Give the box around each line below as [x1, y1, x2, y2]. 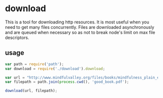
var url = [5, 75, 25, 80]
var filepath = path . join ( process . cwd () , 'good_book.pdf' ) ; [5, 79, 130, 84]
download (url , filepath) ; [5, 88, 57, 93]
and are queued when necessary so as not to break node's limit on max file [5, 29, 155, 35]
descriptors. [5, 35, 30, 40]
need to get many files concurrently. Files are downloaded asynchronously [5, 24, 154, 30]
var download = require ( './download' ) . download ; [5, 66, 105, 71]
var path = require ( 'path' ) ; [5, 61, 64, 66]
